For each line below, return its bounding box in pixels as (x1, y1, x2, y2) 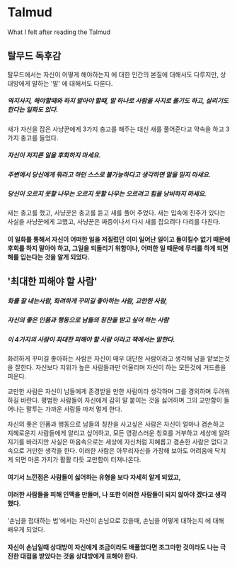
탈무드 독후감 (7, 50, 62, 62)
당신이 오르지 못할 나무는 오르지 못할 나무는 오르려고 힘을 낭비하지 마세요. (7, 189, 207, 198)
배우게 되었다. (7, 525, 46, 534)
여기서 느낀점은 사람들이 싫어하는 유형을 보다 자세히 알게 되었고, (7, 473, 181, 481)
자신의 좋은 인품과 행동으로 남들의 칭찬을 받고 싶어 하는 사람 (7, 316, 169, 325)
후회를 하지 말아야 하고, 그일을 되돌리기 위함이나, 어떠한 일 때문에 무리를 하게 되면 (7, 244, 229, 252)
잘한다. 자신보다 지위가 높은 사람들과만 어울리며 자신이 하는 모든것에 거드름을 (14, 363, 226, 372)
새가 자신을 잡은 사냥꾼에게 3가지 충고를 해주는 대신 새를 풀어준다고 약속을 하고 (7, 125, 224, 133)
